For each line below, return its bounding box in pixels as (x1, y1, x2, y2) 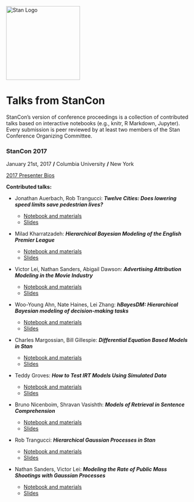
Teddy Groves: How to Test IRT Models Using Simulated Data (14, 372, 167, 379)
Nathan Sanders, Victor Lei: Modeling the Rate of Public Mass (14, 466, 167, 473)
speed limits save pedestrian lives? (14, 201, 103, 208)
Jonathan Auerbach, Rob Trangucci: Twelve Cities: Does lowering (14, 195, 177, 202)
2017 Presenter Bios (6, 172, 55, 179)
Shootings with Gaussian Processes (14, 472, 106, 479)
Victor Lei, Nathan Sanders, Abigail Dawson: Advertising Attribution (14, 266, 182, 273)
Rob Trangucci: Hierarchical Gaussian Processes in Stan (14, 436, 156, 444)
